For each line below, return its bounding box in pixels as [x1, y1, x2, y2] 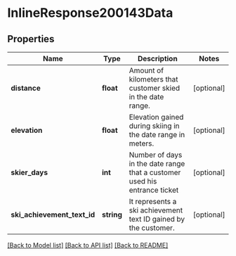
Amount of [129, 65, 164, 75]
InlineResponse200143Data [7, 5, 173, 21]
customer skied [129, 83, 181, 93]
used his [129, 177, 157, 186]
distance [11, 83, 41, 93]
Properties [7, 33, 55, 45]
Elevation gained [129, 113, 184, 122]
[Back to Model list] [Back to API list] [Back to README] [7, 241, 169, 249]
